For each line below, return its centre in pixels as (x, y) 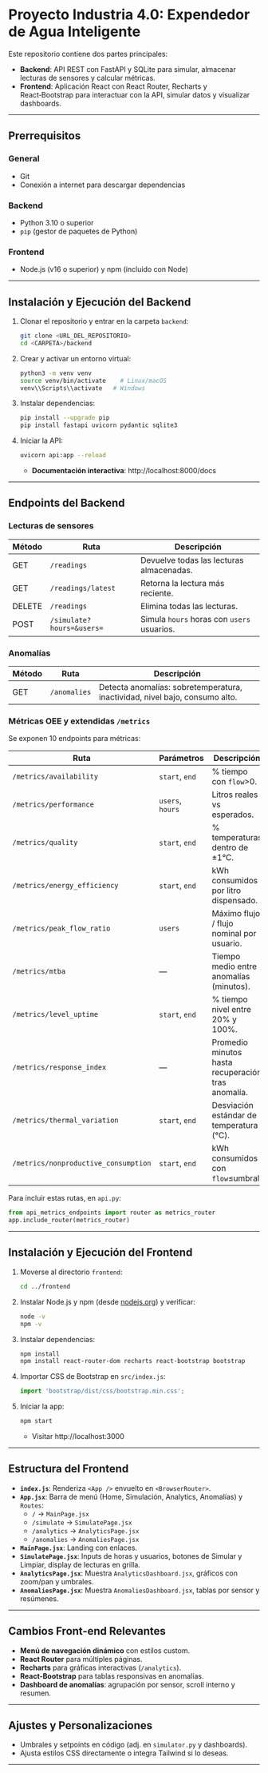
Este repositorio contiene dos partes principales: (88, 54)
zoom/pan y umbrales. (57, 1581)
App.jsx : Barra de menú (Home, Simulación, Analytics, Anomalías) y (131, 1496)
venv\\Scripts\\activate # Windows (83, 388)
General (24, 159)
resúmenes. (39, 1598)
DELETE (27, 606)
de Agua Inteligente (75, 32)
